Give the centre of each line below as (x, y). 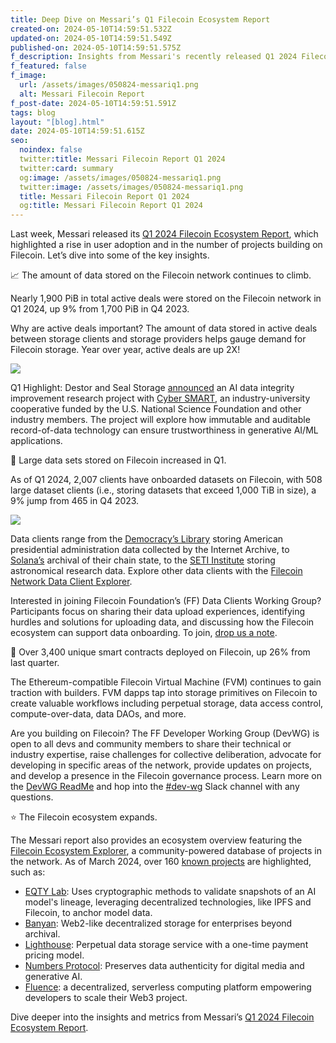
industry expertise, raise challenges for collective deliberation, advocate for (166, 755)
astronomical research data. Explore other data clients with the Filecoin (156, 571)
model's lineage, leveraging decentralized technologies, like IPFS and (168, 902)
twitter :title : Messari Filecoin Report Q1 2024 (122, 159)
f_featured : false (48, 66)
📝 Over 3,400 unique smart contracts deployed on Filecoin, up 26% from (160, 652)
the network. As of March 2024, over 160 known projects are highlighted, (161, 862)
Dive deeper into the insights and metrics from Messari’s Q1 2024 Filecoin (162, 1017)
